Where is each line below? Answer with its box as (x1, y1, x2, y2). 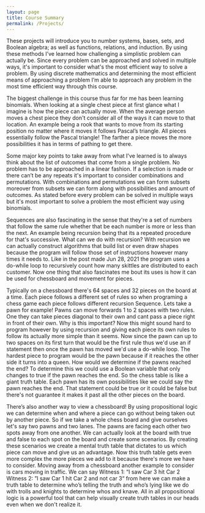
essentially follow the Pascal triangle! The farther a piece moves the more (6, 134, 192, 141)
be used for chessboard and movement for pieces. (6, 275, 135, 282)
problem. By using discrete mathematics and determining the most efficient (6, 70, 196, 77)
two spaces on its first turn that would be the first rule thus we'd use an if (6, 339, 191, 347)
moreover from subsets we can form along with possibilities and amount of (6, 185, 195, 192)
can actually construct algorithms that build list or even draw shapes (6, 242, 179, 250)
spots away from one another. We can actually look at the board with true (6, 429, 192, 436)
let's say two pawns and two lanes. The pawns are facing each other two (6, 423, 191, 430)
